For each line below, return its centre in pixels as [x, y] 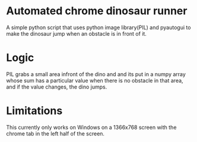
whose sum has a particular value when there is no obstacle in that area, [95, 80]
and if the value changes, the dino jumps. [57, 87]
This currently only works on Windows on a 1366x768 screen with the [91, 127]
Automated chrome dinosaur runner [97, 11]
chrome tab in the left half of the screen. [55, 133]
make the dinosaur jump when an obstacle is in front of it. [77, 33]
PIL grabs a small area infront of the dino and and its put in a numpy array [96, 74]
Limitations [34, 111]
